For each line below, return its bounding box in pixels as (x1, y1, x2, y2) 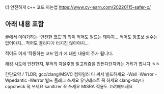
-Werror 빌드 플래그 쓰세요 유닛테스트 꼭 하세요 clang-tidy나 (27, 77, 144, 83)
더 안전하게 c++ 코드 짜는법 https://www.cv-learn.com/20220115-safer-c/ (5, 4, 151, 10)
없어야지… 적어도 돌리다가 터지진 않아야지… (5, 40, 89, 46)
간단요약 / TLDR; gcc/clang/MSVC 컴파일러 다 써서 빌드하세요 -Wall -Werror (5, 71, 154, 77)
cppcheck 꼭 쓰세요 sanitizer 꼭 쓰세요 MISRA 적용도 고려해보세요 (5, 83, 133, 89)
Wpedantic (5, 77, 27, 83)
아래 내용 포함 (5, 20, 44, 28)
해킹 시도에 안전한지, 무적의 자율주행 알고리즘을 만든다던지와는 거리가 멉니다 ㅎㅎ (5, 61, 160, 67)
